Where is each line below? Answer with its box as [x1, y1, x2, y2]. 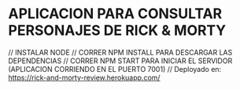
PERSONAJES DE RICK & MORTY [8, 21, 227, 39]
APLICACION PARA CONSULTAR [8, 5, 223, 23]
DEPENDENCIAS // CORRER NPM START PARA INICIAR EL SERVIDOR [8, 56, 233, 66]
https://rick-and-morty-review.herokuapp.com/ [8, 73, 161, 82]
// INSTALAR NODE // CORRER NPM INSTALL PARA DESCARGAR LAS [8, 47, 233, 57]
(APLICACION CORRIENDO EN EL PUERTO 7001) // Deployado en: [8, 64, 222, 73]
